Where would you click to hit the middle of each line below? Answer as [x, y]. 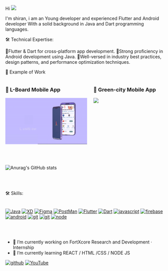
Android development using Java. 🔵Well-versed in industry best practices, [83, 57]
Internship [23, 247]
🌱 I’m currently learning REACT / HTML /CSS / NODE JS [71, 253]
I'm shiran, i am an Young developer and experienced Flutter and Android [82, 18]
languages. [17, 29]
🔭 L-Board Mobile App [33, 89]
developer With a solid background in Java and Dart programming [75, 24]
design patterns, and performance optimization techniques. [68, 62]
